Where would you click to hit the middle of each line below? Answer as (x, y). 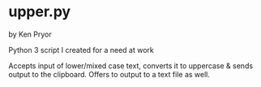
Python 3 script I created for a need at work (81, 50)
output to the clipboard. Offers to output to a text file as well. (109, 74)
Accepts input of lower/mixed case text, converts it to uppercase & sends (131, 65)
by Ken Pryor (30, 34)
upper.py (40, 12)
